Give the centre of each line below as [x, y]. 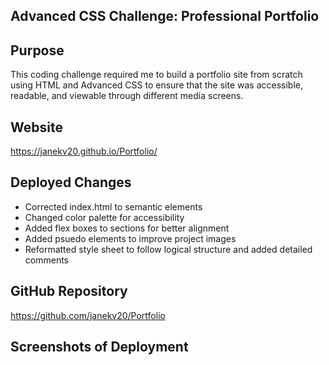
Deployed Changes [71, 182]
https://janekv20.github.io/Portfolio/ [84, 151]
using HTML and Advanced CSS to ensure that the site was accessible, [156, 85]
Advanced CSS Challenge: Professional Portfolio [165, 16]
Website [36, 127]
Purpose [37, 50]
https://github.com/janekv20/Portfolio [88, 315]
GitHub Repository [69, 291]
